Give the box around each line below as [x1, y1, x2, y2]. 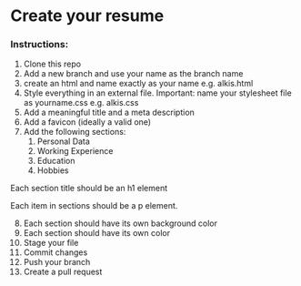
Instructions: [10, 38, 69, 51]
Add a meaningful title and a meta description [23, 107, 195, 118]
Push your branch [23, 257, 91, 268]
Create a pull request [23, 266, 103, 278]
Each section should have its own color [23, 228, 171, 239]
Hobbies [36, 165, 69, 176]
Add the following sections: [23, 127, 126, 138]
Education [36, 156, 75, 167]
